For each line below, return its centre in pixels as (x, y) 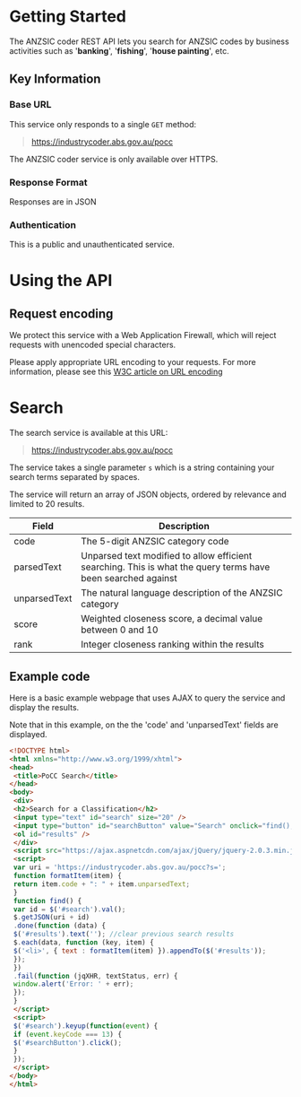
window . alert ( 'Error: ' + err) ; (73, 984)
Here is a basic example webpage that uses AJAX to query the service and (147, 698)
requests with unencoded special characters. (93, 345)
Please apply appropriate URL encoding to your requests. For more (133, 362)
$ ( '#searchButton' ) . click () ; (68, 1042)
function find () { (47, 901)
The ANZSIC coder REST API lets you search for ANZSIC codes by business (149, 41)
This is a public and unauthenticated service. (92, 245)
